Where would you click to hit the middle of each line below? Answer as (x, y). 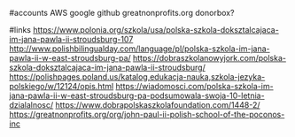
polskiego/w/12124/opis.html (62, 86)
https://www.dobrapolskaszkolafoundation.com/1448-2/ (158, 105)
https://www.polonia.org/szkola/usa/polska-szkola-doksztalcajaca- (155, 30)
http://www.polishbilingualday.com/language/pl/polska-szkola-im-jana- (140, 49)
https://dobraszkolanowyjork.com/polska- (209, 58)
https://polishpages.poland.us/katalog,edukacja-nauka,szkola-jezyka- (137, 77)
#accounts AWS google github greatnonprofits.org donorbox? (122, 13)
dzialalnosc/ (31, 105)
